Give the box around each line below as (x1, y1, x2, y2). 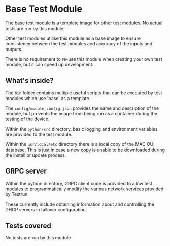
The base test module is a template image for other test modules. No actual (5, 20, 163, 26)
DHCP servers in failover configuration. (5, 206, 87, 212)
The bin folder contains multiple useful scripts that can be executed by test (5, 90, 162, 96)
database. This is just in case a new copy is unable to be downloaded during (5, 146, 165, 153)
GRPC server (5, 167, 47, 176)
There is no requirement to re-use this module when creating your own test (5, 56, 162, 62)
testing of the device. (5, 116, 50, 122)
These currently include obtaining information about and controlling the (5, 201, 155, 207)
